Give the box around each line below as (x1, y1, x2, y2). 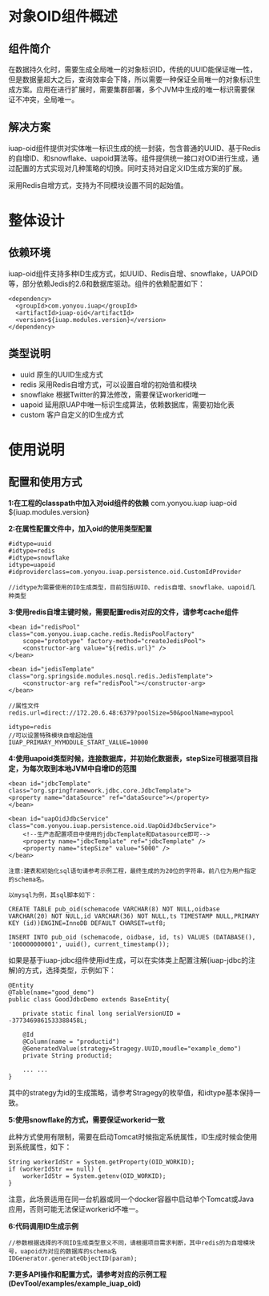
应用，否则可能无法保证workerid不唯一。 (8, 1204, 143, 1213)
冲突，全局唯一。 (22, 95, 78, 104)
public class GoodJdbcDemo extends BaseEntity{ (8, 995, 171, 1004)
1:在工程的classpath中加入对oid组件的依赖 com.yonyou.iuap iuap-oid (8, 498, 238, 507)
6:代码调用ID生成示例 (8, 1221, 78, 1231)
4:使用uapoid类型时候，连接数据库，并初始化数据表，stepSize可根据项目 (8, 753, 251, 763)
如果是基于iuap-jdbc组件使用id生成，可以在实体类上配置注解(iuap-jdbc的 (8, 955, 249, 964)
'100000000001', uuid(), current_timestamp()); (8, 940, 171, 948)
